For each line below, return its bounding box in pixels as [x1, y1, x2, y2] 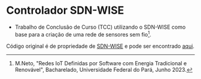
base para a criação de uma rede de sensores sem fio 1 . [14, 29, 151, 38]
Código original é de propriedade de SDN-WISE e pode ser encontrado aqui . [6, 42, 194, 50]
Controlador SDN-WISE [6, 4, 124, 17]
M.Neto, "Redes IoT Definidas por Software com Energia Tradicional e [14, 59, 187, 66]
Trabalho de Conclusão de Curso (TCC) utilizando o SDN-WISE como [14, 23, 186, 31]
